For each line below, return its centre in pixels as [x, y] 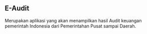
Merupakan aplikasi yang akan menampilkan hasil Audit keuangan [73, 20]
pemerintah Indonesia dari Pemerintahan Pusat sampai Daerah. [70, 26]
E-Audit [17, 8]
